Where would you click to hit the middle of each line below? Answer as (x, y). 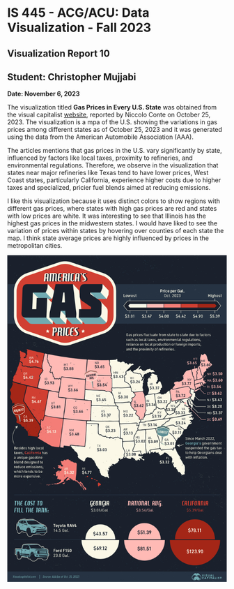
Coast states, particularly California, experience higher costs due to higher (114, 180)
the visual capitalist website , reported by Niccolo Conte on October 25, (109, 115)
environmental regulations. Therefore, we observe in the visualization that (113, 165)
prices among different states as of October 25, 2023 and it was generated (115, 130)
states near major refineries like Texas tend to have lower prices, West (108, 173)
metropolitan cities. (35, 246)
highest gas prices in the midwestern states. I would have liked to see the (112, 223)
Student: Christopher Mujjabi (72, 77)
